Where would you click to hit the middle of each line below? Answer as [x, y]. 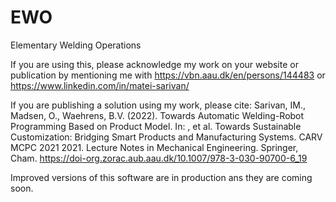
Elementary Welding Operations [76, 45]
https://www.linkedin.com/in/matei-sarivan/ [100, 85]
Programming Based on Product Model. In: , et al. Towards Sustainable [156, 126]
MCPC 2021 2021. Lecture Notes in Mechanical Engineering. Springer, [154, 147]
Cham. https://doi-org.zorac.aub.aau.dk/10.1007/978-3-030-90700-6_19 [159, 158]
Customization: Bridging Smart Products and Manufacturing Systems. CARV [166, 137]
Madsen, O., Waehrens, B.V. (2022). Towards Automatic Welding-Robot [157, 115]
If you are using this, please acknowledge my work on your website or [154, 64]
